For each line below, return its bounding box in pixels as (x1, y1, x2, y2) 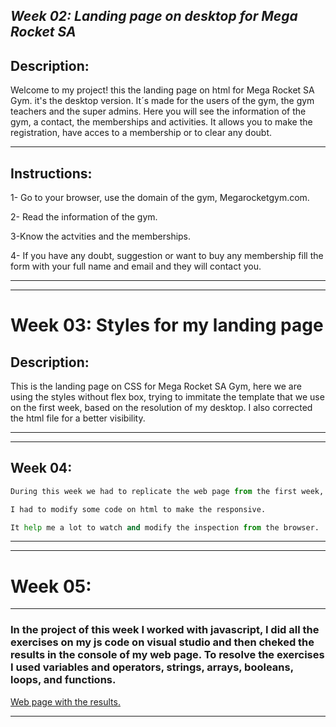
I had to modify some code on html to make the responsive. (10, 504, 267, 514)
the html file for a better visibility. (10, 412, 146, 424)
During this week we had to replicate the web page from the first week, (10, 486, 325, 496)
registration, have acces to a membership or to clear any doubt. (10, 127, 272, 139)
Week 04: (10, 460, 73, 477)
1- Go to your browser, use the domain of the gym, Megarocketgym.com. (10, 192, 310, 204)
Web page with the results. (10, 695, 121, 708)
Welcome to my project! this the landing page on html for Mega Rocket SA (10, 84, 315, 96)
